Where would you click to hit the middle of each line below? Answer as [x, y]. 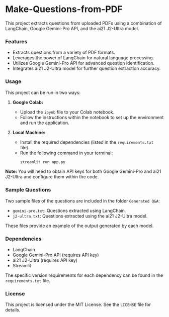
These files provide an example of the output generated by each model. [79, 226]
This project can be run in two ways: [43, 92]
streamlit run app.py [43, 162]
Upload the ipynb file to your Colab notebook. [67, 112]
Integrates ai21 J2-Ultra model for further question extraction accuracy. [87, 68]
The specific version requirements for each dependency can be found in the [84, 275]
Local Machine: [29, 132]
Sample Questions [28, 190]
